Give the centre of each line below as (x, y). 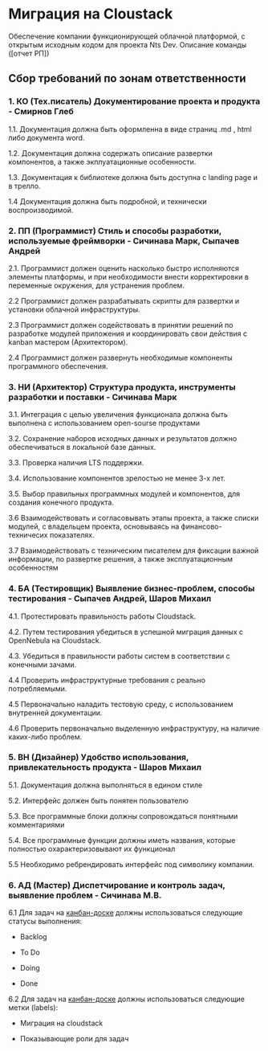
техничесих (28, 535)
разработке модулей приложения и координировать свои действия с (128, 333)
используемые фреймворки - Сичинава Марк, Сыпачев (124, 240)
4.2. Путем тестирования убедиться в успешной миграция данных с (126, 632)
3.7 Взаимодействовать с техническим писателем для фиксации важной (134, 550)
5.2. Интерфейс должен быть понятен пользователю (98, 800)
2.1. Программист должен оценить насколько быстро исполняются (124, 268)
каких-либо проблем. (45, 737)
